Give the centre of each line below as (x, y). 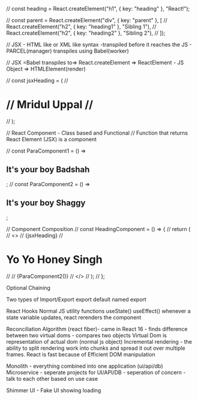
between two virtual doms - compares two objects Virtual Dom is (86, 335)
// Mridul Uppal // (50, 105)
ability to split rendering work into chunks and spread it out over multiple (96, 348)
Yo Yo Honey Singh (55, 259)
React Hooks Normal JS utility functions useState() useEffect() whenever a (98, 311)
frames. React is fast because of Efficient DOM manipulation (81, 354)
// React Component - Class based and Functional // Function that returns (97, 133)
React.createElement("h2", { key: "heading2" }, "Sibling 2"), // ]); (86, 33)
